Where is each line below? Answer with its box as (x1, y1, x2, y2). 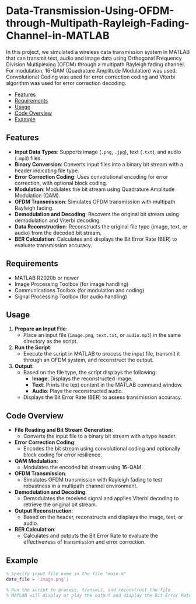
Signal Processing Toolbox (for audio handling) (14, 293, 127, 300)
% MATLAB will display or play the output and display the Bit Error (6, 592, 179, 598)
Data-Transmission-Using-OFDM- (6, 4, 174, 18)
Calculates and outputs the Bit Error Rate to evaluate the (23, 532, 159, 540)
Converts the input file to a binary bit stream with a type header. (23, 432, 177, 440)
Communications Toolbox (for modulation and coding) (14, 286, 145, 294)
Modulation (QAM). (14, 192, 61, 199)
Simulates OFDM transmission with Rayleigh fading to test (23, 476, 163, 483)
